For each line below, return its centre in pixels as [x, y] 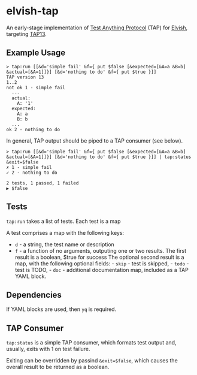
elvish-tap [32, 11]
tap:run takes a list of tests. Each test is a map [63, 221]
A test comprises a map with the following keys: [65, 232]
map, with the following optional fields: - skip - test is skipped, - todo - [102, 263]
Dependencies [34, 295]
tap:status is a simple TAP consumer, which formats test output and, [91, 343]
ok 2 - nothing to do [33, 129]
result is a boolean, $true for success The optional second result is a [99, 257]
